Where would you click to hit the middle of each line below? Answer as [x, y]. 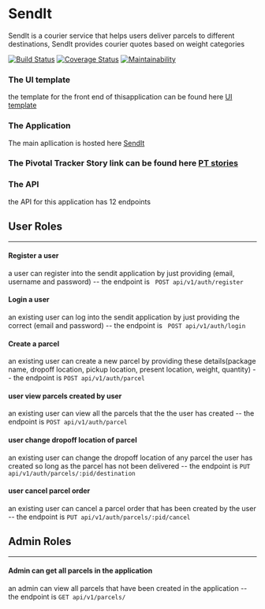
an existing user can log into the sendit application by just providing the [124, 317]
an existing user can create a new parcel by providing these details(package [132, 361]
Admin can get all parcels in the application [80, 571]
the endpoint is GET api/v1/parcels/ [67, 596]
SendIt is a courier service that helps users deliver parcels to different [121, 35]
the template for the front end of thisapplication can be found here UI [120, 97]
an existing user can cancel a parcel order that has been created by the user [132, 508]
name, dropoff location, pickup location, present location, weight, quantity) [129, 370]
